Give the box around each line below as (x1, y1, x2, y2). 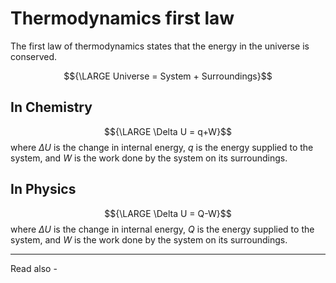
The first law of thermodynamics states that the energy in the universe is (10, 40, 310, 52)
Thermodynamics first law (10, 7, 235, 30)
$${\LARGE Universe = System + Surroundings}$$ (63, 70, 273, 82)
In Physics (10, 181, 77, 198)
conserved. (10, 50, 58, 62)
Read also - (10, 262, 58, 274)
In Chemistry (10, 99, 93, 116)
